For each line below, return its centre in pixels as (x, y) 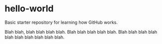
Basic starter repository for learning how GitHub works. (61, 22)
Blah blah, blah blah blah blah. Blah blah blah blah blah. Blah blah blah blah (81, 32)
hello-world (29, 9)
